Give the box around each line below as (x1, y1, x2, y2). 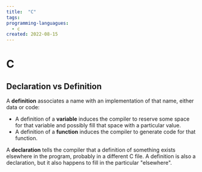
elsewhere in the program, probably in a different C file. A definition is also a (6, 153, 196, 160)
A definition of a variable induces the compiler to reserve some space (15, 115, 190, 123)
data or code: (6, 104, 40, 111)
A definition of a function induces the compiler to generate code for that (15, 128, 196, 136)
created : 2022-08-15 (6, 31, 59, 37)
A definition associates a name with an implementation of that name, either (6, 97, 194, 104)
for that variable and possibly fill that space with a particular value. (15, 122, 181, 129)
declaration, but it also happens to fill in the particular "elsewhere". (6, 159, 172, 167)
